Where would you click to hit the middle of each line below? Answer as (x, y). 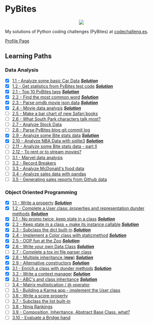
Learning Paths (28, 56)
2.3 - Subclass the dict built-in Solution (51, 230)
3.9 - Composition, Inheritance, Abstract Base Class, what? (71, 312)
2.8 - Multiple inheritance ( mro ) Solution (53, 257)
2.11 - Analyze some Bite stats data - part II (54, 146)
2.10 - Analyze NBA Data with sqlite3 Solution (58, 141)
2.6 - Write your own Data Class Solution (53, 246)
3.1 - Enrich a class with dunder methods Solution (62, 268)
